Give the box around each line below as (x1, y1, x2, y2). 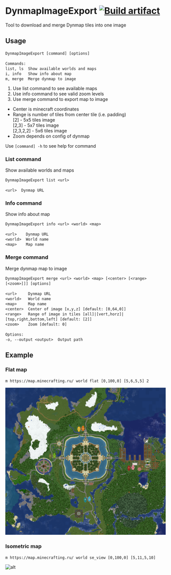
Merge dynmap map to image (5, 265, 67, 271)
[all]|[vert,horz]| (82, 311, 124, 317)
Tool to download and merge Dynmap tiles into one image (5, 22, 126, 28)
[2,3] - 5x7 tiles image (12, 122, 60, 128)
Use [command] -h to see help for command (5, 143, 96, 149)
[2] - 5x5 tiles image (12, 117, 55, 123)
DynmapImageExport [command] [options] (5, 51, 90, 56)
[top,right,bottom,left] (5, 316, 58, 322)
